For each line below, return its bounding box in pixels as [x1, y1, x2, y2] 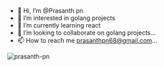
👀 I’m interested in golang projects [17, 14, 116, 22]
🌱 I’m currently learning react [17, 21, 101, 29]
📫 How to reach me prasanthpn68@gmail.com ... [17, 37, 158, 44]
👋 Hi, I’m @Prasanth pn [17, 7, 83, 15]
